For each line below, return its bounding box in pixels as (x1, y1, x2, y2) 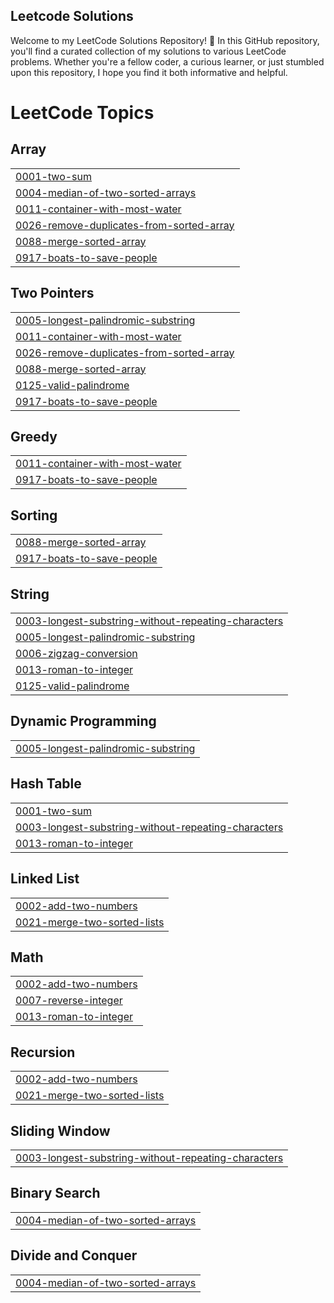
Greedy (10, 429, 58, 446)
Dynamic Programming (10, 713, 157, 730)
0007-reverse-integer (15, 994, 123, 1008)
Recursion (10, 1044, 76, 1061)
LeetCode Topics (10, 102, 155, 124)
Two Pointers (10, 285, 95, 302)
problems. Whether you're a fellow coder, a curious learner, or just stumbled (10, 55, 325, 68)
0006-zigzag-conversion (15, 647, 138, 661)
